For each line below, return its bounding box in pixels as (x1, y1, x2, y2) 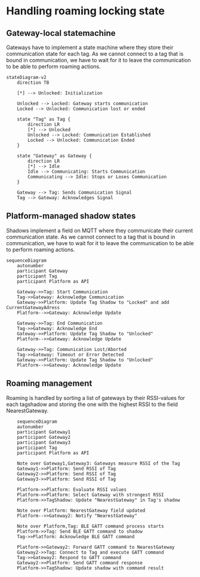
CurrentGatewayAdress (6, 304, 60, 310)
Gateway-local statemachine (6, 28, 116, 38)
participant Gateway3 (17, 439, 70, 445)
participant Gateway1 (17, 429, 70, 435)
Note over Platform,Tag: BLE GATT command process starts (17, 523, 164, 529)
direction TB (17, 80, 50, 86)
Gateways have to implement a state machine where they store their (6, 44, 174, 51)
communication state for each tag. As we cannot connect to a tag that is (6, 50, 184, 57)
